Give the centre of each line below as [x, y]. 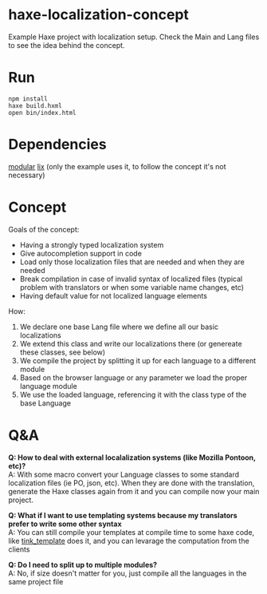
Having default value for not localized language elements [113, 295]
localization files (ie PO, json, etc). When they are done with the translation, [132, 483]
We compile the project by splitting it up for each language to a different [138, 360]
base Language [45, 403]
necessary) [27, 175]
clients [19, 549]
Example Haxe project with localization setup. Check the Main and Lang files [134, 37]
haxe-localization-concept [99, 15]
